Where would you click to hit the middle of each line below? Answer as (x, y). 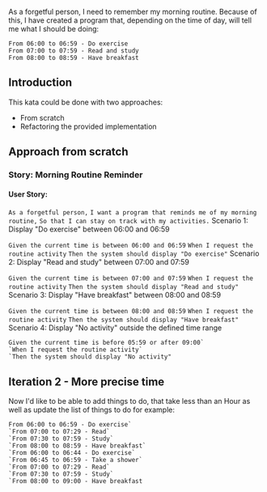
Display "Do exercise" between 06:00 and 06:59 (89, 229)
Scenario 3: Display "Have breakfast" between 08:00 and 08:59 (114, 295)
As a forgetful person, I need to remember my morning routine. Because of (133, 12)
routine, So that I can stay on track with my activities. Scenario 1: (128, 221)
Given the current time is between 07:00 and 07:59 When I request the (131, 278)
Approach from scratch (68, 152)
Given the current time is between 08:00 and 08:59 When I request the (131, 312)
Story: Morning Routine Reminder (76, 175)
